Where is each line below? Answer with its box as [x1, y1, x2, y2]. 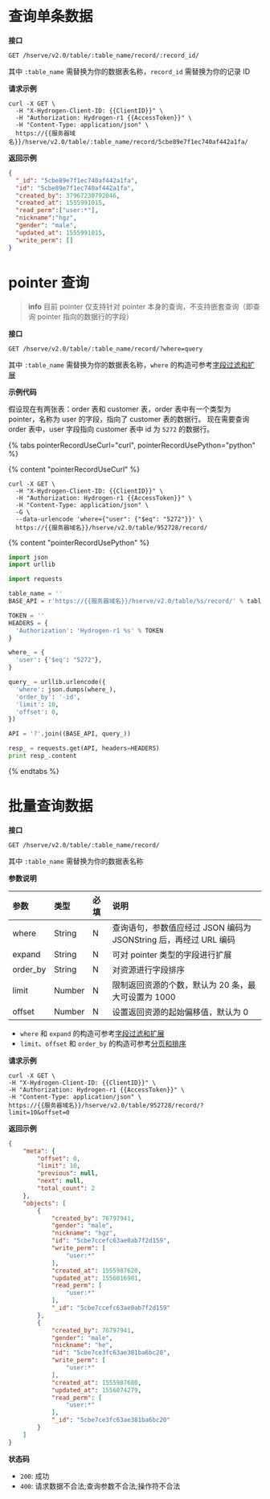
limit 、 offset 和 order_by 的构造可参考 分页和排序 [19, 1038, 186, 1048]
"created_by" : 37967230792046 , [15, 191, 121, 199]
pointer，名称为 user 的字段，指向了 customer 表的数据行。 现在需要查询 [8, 414, 250, 424]
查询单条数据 [8, 7, 94, 26]
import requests [8, 575, 63, 584]
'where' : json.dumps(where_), [15, 685, 117, 694]
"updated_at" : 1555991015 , [15, 228, 106, 237]
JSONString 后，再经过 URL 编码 [112, 934, 235, 945]
